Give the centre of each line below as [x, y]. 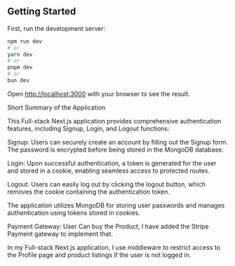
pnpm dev [20, 67]
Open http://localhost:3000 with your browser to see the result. [99, 93]
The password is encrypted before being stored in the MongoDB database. [116, 149]
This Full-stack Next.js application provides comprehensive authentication [114, 121]
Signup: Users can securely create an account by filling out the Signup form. [118, 142]
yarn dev [20, 54]
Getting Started [42, 12]
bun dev [19, 81]
